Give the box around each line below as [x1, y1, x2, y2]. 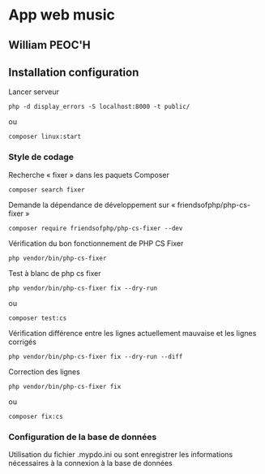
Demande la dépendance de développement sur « [8, 200, 176, 209]
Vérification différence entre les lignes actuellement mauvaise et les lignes [8, 328, 257, 338]
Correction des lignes [8, 367, 81, 377]
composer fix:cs [8, 412, 63, 420]
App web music [8, 6, 115, 24]
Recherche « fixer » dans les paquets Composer [8, 170, 170, 179]
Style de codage [8, 152, 75, 163]
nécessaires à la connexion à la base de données [8, 458, 173, 468]
